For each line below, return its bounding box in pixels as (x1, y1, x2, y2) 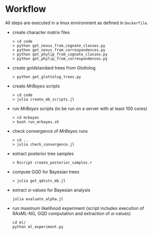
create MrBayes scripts (12, 83, 60, 89)
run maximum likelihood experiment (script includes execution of (12, 205, 144, 211)
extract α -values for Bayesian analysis (12, 187, 90, 193)
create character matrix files (12, 29, 70, 35)
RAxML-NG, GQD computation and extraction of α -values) (12, 210, 131, 216)
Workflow (5, 3, 46, 15)
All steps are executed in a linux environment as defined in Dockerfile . (5, 20, 149, 26)
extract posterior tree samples (12, 151, 74, 156)
